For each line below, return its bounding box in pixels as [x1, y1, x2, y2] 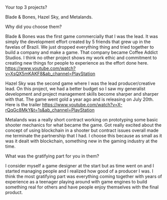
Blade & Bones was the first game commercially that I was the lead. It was [5, 34, 158, 39]
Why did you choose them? [5, 24, 62, 30]
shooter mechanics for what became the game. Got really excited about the [5, 122, 162, 128]
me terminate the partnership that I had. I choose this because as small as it [5, 133, 162, 138]
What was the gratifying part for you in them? [5, 153, 100, 159]
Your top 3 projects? [5, 5, 47, 10]
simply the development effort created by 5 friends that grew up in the [5, 39, 151, 45]
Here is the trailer [5, 102, 41, 107]
